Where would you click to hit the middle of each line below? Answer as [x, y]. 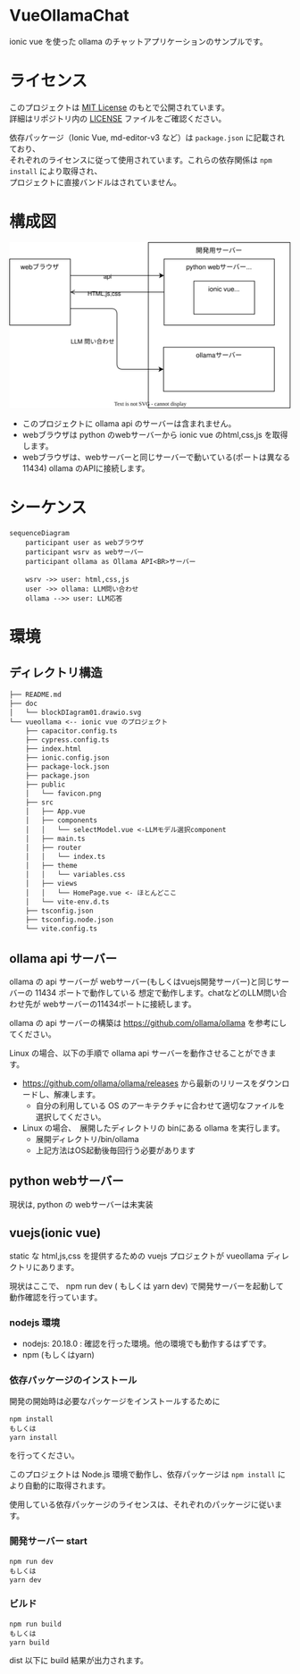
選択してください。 [71, 1117]
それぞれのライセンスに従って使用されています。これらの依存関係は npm [141, 160]
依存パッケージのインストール [73, 1380]
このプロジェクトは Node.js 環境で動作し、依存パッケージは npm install [142, 1475]
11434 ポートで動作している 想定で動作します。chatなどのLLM [149, 993]
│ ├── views [51, 884]
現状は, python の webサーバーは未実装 [81, 1204]
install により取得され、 [56, 171]
